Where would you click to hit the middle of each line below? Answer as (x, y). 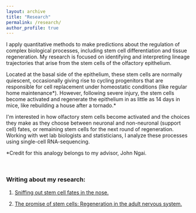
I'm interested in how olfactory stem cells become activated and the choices (98, 117)
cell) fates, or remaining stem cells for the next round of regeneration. (90, 129)
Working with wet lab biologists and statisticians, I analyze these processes (97, 136)
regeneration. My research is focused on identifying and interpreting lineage (98, 57)
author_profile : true (32, 28)
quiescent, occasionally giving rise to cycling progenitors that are (85, 81)
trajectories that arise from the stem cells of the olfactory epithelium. (89, 63)
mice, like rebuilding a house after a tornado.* (61, 105)
